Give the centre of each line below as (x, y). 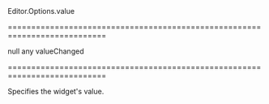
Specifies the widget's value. (56, 91)
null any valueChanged (46, 51)
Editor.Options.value (41, 11)
